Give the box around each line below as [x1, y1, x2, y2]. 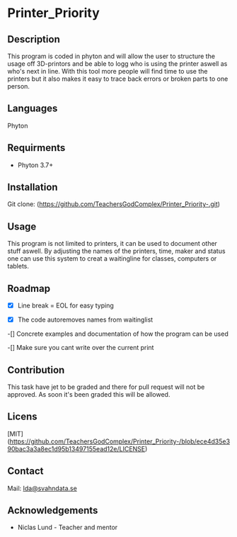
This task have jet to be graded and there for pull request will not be [7, 383, 205, 391]
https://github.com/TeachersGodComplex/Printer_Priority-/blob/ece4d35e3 [9, 437, 231, 446]
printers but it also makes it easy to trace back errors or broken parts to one [7, 74, 229, 83]
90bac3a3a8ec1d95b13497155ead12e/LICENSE [7, 444, 146, 453]
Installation [7, 181, 58, 193]
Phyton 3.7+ [17, 161, 54, 169]
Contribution [7, 363, 65, 376]
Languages [7, 103, 58, 115]
